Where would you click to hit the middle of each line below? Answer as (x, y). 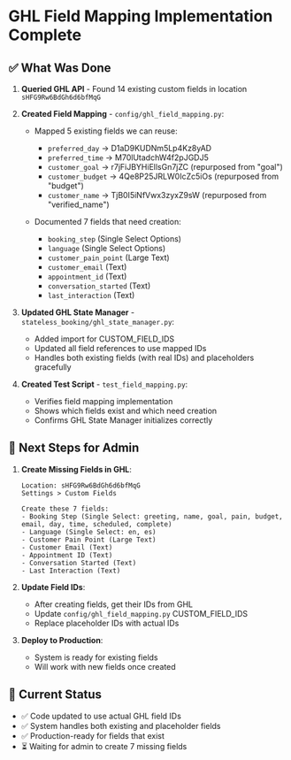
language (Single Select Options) (107, 248)
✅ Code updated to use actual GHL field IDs (101, 716)
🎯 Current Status (55, 695)
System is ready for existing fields (96, 657)
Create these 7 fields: (65, 509)
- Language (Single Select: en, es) (88, 532)
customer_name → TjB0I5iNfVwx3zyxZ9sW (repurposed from (157, 195)
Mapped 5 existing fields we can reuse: (106, 131)
